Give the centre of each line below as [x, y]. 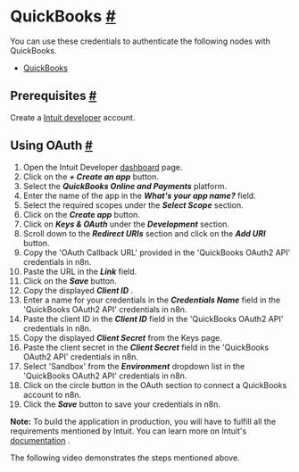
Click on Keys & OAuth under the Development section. [126, 224]
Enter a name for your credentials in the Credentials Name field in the [152, 300]
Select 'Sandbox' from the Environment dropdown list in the [134, 366]
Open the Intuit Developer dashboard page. [103, 167]
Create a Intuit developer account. [73, 117]
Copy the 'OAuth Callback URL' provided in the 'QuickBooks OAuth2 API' [157, 253]
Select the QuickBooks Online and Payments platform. [125, 186]
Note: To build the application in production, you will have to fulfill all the [143, 421]
